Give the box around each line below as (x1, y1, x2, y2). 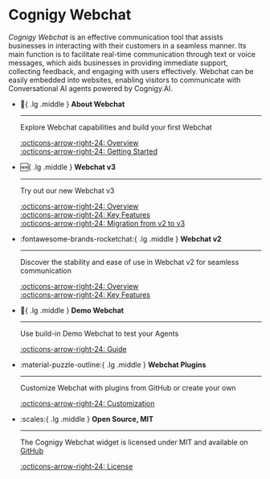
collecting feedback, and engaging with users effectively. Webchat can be (8, 66, 254, 76)
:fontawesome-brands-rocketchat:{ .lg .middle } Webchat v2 (19, 233, 223, 243)
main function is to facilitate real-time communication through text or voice (8, 49, 256, 59)
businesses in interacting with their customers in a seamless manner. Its (8, 40, 247, 50)
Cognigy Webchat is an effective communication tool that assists (8, 32, 223, 42)
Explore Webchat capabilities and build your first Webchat (19, 122, 213, 132)
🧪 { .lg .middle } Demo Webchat (19, 305, 125, 315)
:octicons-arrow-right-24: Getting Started (19, 147, 158, 156)
